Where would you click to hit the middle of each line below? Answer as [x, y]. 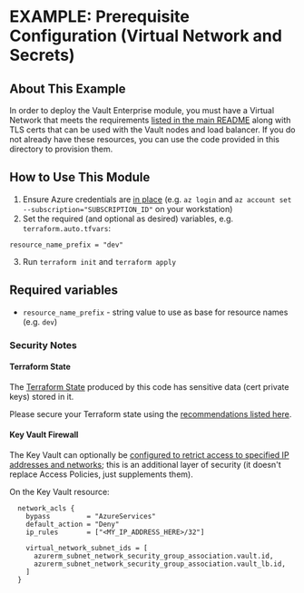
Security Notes [43, 345]
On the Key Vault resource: [60, 491]
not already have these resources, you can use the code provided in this [144, 139]
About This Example [68, 88]
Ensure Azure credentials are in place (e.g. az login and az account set [157, 199]
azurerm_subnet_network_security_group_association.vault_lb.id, [159, 564]
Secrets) [42, 55]
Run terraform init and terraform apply [99, 261]
